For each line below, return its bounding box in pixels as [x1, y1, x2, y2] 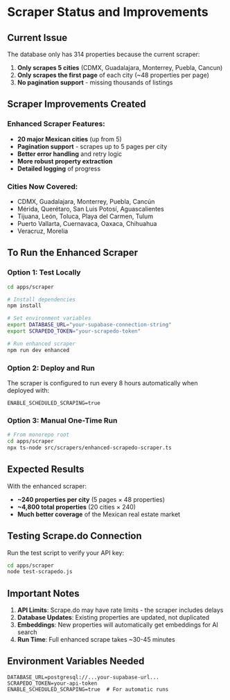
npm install [7, 302, 42, 309]
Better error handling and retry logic [17, 150, 123, 158]
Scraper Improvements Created [7, 98, 147, 110]
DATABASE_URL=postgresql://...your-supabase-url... [7, 674, 159, 681]
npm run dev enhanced [7, 347, 70, 353]
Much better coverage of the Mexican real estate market [17, 510, 181, 518]
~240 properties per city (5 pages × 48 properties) [17, 495, 165, 503]
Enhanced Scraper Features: [7, 119, 105, 129]
